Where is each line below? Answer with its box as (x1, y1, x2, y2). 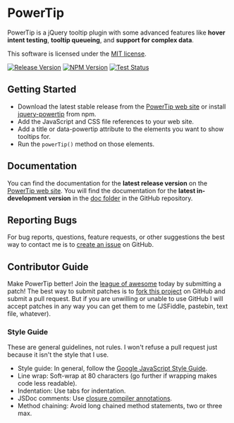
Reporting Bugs (7, 214, 78, 226)
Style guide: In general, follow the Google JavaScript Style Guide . (17, 364, 208, 373)
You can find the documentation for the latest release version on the (7, 178, 208, 188)
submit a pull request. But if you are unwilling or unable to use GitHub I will (7, 295, 223, 303)
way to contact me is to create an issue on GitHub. (7, 240, 154, 249)
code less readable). (17, 379, 78, 388)
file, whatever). (7, 309, 51, 318)
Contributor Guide (7, 261, 89, 273)
